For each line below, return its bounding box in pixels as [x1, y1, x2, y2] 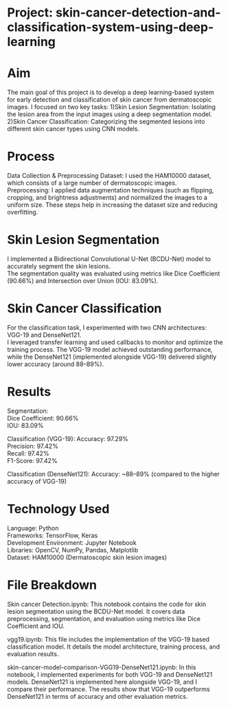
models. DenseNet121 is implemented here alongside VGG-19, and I [7, 677, 198, 686]
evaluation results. [7, 649, 59, 658]
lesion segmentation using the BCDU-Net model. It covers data [7, 607, 185, 616]
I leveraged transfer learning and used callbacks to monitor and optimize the [7, 338, 223, 346]
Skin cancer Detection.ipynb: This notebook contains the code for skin [7, 600, 207, 608]
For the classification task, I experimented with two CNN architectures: [7, 323, 207, 331]
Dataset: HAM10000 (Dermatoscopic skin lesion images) [7, 553, 168, 561]
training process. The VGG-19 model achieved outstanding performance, [7, 345, 213, 353]
